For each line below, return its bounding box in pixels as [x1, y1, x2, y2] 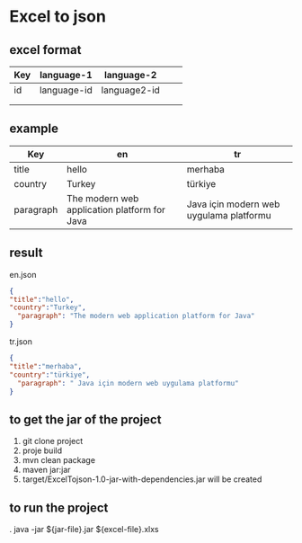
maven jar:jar [22, 465, 71, 476]
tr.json [9, 336, 33, 347]
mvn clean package [22, 455, 96, 466]
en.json [9, 269, 37, 280]
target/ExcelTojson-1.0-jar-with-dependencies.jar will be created [22, 474, 262, 485]
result [9, 245, 43, 261]
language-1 [39, 69, 93, 81]
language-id [39, 84, 93, 96]
